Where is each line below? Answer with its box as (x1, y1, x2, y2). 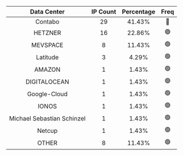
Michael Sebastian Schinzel (9, 114, 86, 122)
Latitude (36, 53, 59, 61)
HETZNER (33, 28, 62, 37)
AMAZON (34, 65, 61, 74)
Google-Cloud (27, 90, 68, 98)
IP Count (91, 8, 117, 15)
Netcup (37, 126, 58, 135)
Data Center (30, 8, 65, 15)
